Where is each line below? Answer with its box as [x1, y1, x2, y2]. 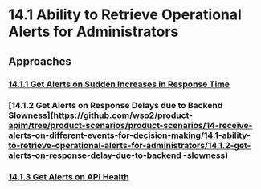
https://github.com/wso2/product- [53, 110, 194, 121]
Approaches [8, 54, 72, 68]
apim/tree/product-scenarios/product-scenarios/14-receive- [8, 120, 253, 131]
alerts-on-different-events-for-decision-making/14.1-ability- [8, 130, 251, 141]
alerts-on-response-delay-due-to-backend [8, 150, 182, 161]
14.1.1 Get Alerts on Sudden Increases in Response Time [8, 78, 230, 90]
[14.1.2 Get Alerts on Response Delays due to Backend [8, 100, 223, 111]
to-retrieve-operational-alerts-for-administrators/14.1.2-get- [8, 140, 251, 151]
